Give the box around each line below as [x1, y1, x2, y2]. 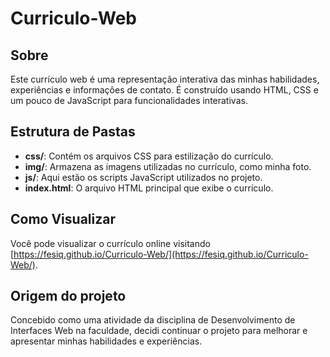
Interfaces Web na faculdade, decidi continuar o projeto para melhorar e [10, 325, 308, 337]
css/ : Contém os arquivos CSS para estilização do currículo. [24, 150, 274, 162]
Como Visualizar [10, 211, 116, 228]
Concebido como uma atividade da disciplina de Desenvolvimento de [10, 314, 296, 326]
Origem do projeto [10, 288, 127, 305]
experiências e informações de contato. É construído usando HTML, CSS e [10, 84, 319, 96]
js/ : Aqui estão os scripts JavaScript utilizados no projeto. [24, 171, 263, 183]
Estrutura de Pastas [10, 123, 136, 141]
